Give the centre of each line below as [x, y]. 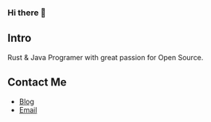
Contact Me [37, 82]
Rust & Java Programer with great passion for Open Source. [105, 57]
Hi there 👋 [27, 13]
